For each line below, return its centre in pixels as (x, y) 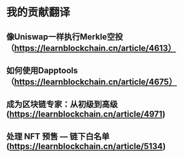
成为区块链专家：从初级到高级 (62, 105)
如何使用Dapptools (42, 70)
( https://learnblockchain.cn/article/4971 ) (86, 114)
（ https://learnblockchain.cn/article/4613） (91, 48)
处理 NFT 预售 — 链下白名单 (58, 136)
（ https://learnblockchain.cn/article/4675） (91, 82)
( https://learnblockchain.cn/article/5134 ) (86, 146)
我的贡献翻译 (38, 12)
